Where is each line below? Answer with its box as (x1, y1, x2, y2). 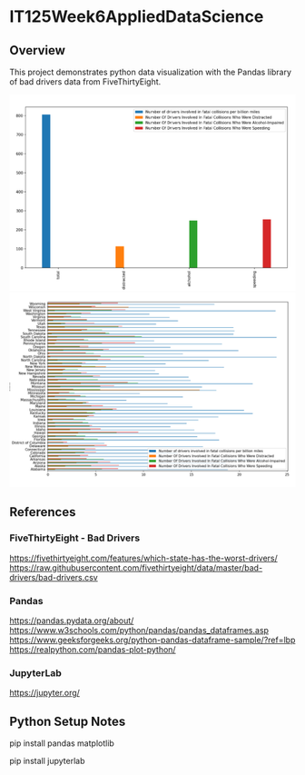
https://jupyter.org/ (9, 688, 80, 699)
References (9, 504, 76, 520)
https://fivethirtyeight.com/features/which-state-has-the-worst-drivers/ (9, 552, 279, 563)
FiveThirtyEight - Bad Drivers (9, 532, 141, 544)
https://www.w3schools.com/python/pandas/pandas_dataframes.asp (9, 624, 270, 635)
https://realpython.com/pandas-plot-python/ (9, 643, 176, 655)
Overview (9, 43, 66, 58)
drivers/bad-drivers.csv (9, 571, 98, 582)
